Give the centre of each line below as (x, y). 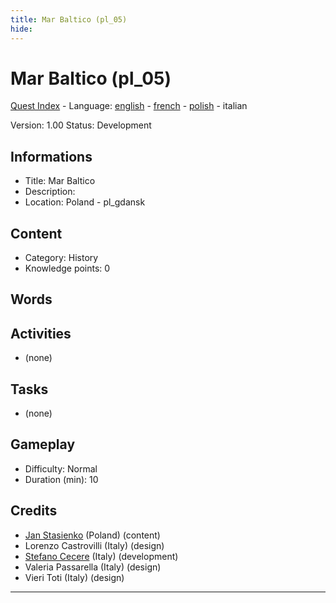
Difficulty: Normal (61, 468)
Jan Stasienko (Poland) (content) (92, 535)
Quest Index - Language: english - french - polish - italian (129, 106)
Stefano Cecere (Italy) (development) (101, 556)
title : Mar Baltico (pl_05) (69, 19)
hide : (21, 29)
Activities (41, 333)
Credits (34, 511)
